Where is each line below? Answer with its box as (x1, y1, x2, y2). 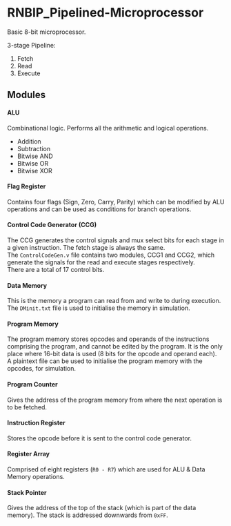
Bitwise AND (17, 152, 53, 160)
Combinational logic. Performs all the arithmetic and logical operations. (7, 124, 209, 132)
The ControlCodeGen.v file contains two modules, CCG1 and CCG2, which (7, 251, 215, 259)
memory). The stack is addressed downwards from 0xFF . (7, 511, 169, 519)
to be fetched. (7, 402, 47, 411)
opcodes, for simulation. (7, 364, 77, 373)
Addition (17, 137, 41, 146)
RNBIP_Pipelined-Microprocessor (7, 5, 204, 21)
